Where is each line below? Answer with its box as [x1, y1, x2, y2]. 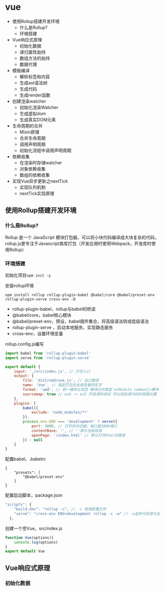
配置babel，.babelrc [5, 456, 46, 462]
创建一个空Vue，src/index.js [5, 525, 63, 531]
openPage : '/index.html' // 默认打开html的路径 [31, 433, 126, 438]
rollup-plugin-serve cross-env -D [5, 296, 76, 301]
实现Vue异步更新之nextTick [12, 178, 68, 184]
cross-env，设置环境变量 [12, 330, 63, 336]
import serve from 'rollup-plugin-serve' [5, 355, 91, 360]
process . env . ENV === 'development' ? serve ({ [23, 419, 118, 424]
